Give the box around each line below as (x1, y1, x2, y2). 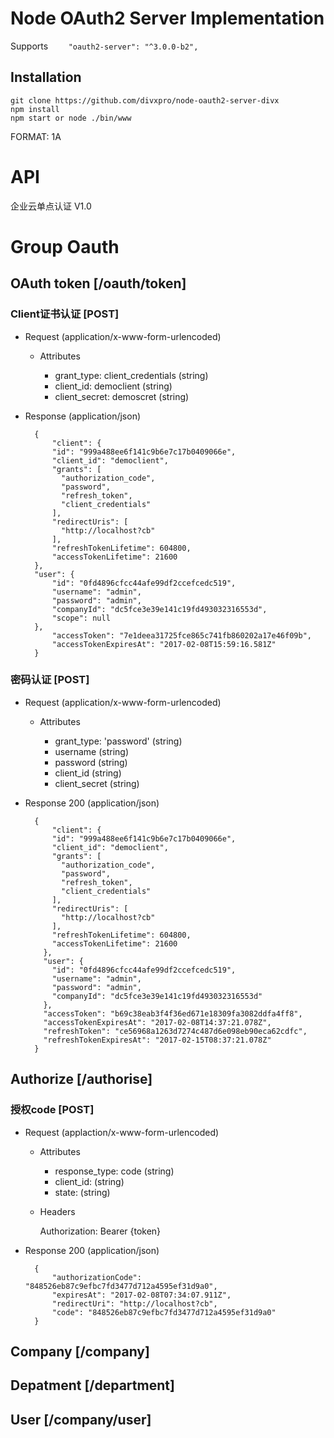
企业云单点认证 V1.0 (10, 200, 92, 212)
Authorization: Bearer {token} (39, 1225, 162, 1237)
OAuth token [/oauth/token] (10, 275, 187, 292)
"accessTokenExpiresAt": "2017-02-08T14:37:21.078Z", (43, 1017, 272, 1027)
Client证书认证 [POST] (10, 307, 120, 321)
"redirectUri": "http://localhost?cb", (51, 1298, 218, 1309)
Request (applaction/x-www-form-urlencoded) (24, 1126, 220, 1138)
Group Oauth (10, 235, 120, 258)
